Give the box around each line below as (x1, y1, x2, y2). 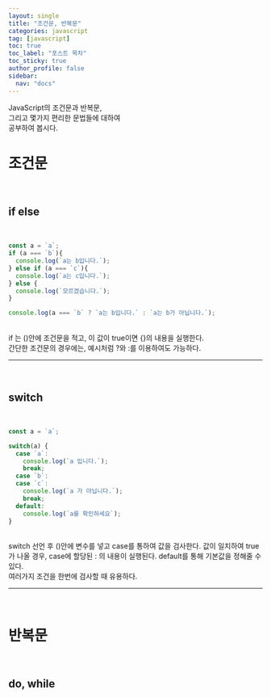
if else (8, 204, 40, 218)
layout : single (8, 11, 60, 20)
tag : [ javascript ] (8, 34, 70, 43)
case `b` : (15, 472, 48, 481)
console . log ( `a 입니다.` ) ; (23, 457, 109, 465)
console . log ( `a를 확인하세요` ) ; (23, 510, 122, 518)
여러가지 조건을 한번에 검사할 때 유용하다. (8, 571, 138, 582)
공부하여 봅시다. (8, 123, 59, 132)
